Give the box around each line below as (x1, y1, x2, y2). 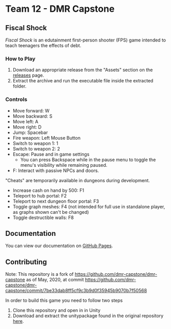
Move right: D (12, 124, 42, 130)
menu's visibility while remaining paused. (20, 162, 108, 168)
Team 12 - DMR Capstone (5, 3, 115, 15)
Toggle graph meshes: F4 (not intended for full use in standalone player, (12, 203, 165, 210)
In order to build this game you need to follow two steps (5, 297, 123, 303)
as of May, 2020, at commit (26, 277, 84, 283)
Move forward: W (12, 107, 50, 114)
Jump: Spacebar (12, 129, 48, 136)
